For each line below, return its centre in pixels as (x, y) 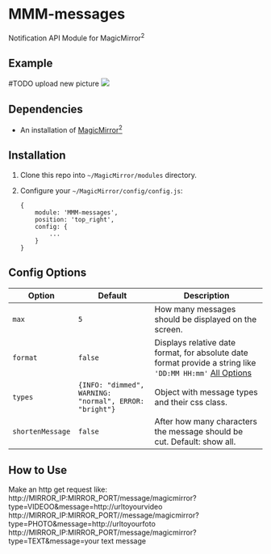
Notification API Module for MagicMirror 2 (77, 37)
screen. (169, 329)
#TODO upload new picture (54, 84)
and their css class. (191, 402)
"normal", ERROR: (111, 401)
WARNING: (95, 393)
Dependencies (46, 109)
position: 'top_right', (75, 219)
